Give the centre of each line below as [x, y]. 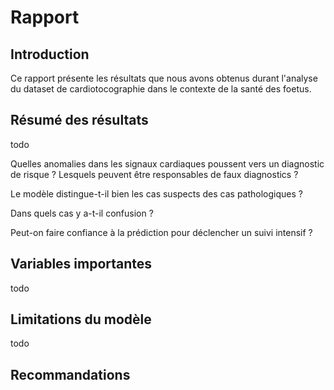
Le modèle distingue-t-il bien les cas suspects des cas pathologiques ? [156, 193]
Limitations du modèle [81, 319]
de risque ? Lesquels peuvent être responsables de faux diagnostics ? [154, 174]
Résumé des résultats [79, 120]
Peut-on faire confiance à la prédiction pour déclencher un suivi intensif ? [161, 232]
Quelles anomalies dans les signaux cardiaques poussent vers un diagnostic [167, 163]
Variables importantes [81, 264]
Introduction [50, 54]
